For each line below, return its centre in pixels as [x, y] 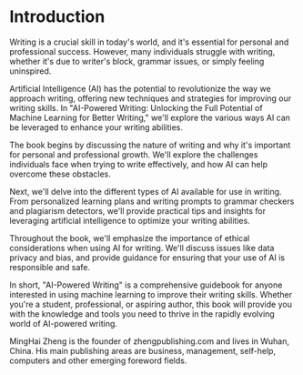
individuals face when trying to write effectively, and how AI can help [139, 164]
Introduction [57, 17]
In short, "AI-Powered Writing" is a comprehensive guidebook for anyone [146, 285]
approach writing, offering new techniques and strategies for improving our [151, 98]
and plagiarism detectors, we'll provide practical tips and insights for [138, 210]
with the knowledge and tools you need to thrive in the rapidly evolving [142, 314]
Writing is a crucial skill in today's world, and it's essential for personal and [149, 42]
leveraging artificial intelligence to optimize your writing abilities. [130, 220]
